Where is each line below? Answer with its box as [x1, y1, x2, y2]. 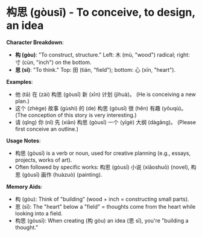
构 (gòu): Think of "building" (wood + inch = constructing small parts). [14, 195, 189, 203]
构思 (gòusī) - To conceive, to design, [6, 5, 195, 19]
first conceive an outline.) [14, 125, 79, 133]
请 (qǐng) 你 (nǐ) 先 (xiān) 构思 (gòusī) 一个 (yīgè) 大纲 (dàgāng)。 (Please [14, 118, 196, 125]
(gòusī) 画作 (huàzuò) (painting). [22, 171, 103, 178]
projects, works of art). [14, 156, 72, 163]
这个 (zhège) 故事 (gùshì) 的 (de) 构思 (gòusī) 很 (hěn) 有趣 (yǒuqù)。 [14, 104, 187, 112]
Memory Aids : [6, 183, 43, 190]
